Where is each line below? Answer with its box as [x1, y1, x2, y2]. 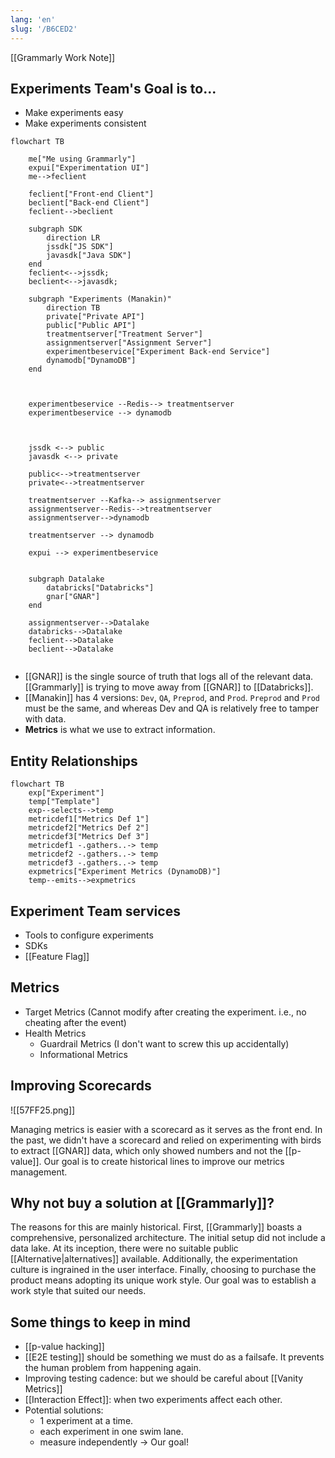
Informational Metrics [39, 1048, 128, 1060]
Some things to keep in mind [10, 1314, 192, 1331]
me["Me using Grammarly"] [28, 154, 137, 165]
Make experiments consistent [24, 117, 147, 130]
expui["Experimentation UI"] [28, 163, 150, 173]
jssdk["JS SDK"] [46, 242, 114, 252]
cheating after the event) [24, 1016, 127, 1028]
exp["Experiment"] [28, 788, 105, 798]
